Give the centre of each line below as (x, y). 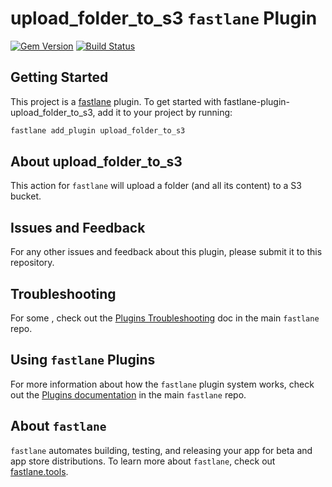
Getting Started (59, 77)
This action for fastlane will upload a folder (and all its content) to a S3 (156, 186)
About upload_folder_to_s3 (96, 162)
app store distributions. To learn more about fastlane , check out (143, 461)
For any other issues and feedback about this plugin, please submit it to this (166, 252)
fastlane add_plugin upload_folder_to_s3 (98, 130)
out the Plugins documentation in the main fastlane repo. (128, 394)
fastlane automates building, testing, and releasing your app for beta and (161, 450)
